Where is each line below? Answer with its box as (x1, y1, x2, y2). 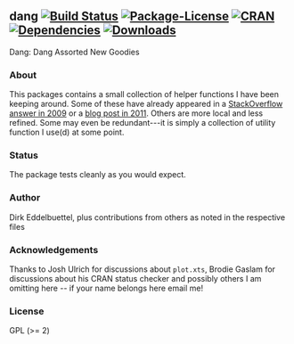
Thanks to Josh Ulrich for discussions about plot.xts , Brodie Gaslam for (9, 264, 276, 274)
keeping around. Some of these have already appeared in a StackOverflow (9, 99, 283, 110)
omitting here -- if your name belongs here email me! (9, 283, 204, 293)
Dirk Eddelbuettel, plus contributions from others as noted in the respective (9, 211, 286, 223)
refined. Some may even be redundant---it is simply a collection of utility (9, 118, 276, 128)
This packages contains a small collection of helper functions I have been (9, 89, 279, 100)
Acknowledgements (9, 243, 99, 256)
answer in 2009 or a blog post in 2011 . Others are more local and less (9, 108, 264, 119)
